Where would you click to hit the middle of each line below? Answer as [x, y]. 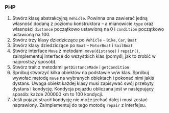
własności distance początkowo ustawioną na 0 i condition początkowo [88, 29]
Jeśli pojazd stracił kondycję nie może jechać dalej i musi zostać [80, 100]
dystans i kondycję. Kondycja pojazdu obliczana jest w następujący [83, 89]
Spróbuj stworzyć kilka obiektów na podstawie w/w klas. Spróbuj [80, 73]
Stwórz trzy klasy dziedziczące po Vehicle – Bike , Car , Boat [75, 40]
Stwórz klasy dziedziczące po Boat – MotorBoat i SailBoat [73, 46]
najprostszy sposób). [34, 62]
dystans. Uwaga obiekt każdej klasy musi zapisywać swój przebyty [83, 83]
